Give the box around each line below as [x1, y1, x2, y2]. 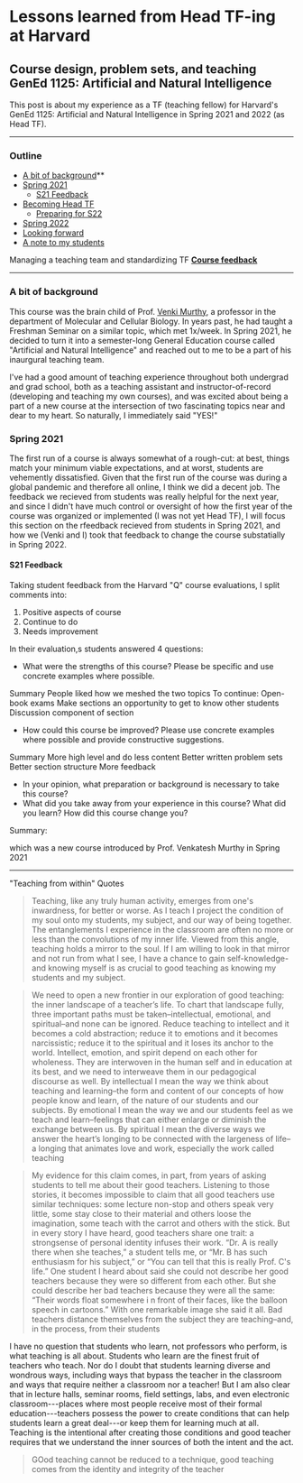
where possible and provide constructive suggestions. [22, 734, 225, 745]
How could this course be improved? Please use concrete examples [22, 724, 275, 736]
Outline [9, 149, 42, 161]
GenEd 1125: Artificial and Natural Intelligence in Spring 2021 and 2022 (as [9, 109, 286, 119]
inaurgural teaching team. [9, 354, 106, 364]
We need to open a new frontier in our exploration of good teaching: [31, 990, 285, 1000]
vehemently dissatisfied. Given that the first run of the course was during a [9, 472, 288, 483]
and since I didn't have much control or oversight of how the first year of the [9, 501, 293, 511]
